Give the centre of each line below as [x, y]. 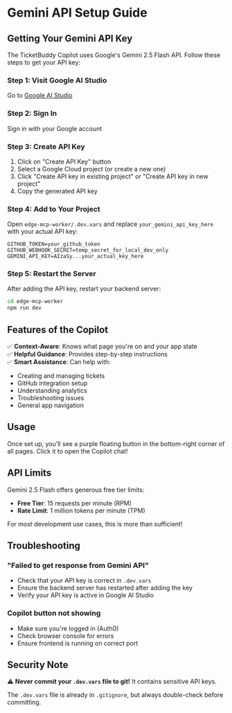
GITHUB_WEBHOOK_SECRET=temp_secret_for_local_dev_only [88, 250]
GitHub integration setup [52, 384]
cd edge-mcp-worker [35, 302]
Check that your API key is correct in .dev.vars [84, 581]
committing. [24, 703]
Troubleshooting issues [51, 398]
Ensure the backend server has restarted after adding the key [105, 588]
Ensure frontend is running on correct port [78, 643]
